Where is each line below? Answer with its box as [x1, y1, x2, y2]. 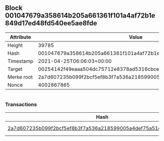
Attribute [9, 34, 31, 40]
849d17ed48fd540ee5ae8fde [5, 19, 98, 27]
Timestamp [7, 58, 34, 64]
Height [7, 41, 23, 48]
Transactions [5, 101, 38, 108]
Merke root [7, 73, 33, 80]
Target [7, 65, 23, 72]
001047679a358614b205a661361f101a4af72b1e [5, 12, 155, 20]
